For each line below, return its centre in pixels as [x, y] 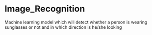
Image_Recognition [45, 9]
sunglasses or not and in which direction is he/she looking [63, 27]
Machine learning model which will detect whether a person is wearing [76, 22]
